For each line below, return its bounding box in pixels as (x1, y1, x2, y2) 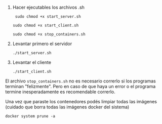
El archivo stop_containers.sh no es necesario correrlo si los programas (5, 78, 156, 84)
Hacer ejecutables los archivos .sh (12, 5, 85, 10)
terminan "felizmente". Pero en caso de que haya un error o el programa (5, 84, 156, 89)
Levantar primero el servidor (12, 40, 72, 47)
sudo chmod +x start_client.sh (12, 23, 79, 28)
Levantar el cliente (12, 59, 52, 65)
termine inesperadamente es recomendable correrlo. (5, 89, 115, 95)
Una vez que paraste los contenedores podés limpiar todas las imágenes (5, 99, 157, 104)
